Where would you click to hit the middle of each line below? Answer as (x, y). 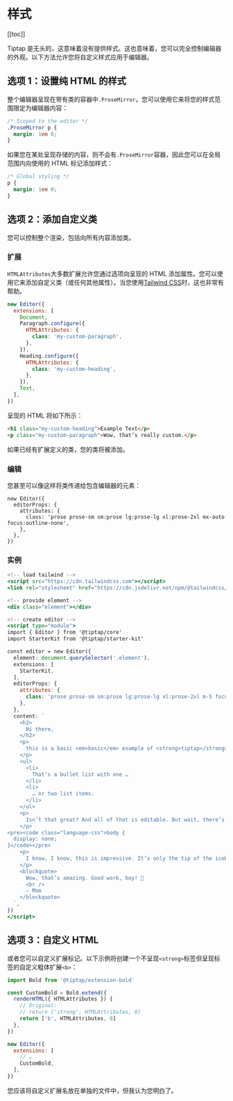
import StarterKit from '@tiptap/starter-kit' (76, 639)
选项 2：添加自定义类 (52, 220)
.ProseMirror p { (32, 127)
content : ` (29, 716)
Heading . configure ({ (49, 356)
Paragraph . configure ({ (52, 324)
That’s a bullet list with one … (80, 774)
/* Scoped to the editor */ (48, 121)
